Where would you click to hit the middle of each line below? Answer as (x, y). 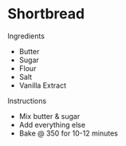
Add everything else (52, 124)
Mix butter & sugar (49, 116)
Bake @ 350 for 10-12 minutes (69, 133)
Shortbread (46, 14)
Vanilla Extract (43, 85)
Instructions (27, 101)
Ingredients (26, 36)
